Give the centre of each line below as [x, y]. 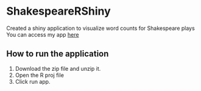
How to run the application [58, 54]
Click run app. [33, 81]
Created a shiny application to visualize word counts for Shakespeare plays [100, 28]
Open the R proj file [39, 75]
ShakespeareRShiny [58, 11]
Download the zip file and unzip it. [58, 68]
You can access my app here [43, 34]
